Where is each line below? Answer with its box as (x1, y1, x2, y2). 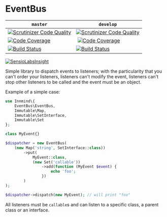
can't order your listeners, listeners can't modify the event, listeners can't (5, 73, 159, 79)
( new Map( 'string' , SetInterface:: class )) (14, 145, 106, 150)
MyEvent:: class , (32, 154, 67, 160)
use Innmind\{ (5, 99, 36, 104)
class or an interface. (5, 207, 50, 213)
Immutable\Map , (14, 108, 47, 113)
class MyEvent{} (5, 132, 40, 137)
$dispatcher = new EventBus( (5, 141, 67, 146)
